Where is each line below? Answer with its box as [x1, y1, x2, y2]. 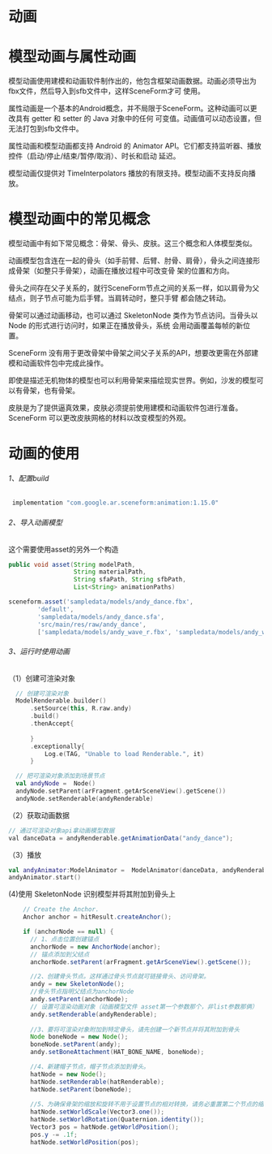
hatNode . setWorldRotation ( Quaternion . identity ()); [29, 1116, 205, 1124]
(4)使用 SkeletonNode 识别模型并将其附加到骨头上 [8, 889, 176, 899]
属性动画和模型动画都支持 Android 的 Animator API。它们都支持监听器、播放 [8, 141, 261, 151]
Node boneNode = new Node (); [29, 1033, 129, 1041]
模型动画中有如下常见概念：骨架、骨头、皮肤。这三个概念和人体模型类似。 [8, 239, 257, 249]
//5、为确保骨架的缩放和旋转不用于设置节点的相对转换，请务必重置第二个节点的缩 [29, 1100, 265, 1109]
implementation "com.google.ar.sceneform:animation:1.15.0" [11, 499, 219, 508]
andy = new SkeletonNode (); [29, 980, 125, 988]
